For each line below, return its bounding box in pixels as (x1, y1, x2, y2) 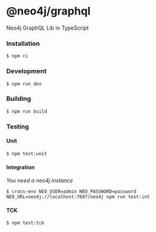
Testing (6, 122, 29, 130)
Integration (6, 163, 35, 170)
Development (6, 67, 47, 76)
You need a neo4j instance (6, 177, 74, 184)
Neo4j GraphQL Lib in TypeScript (6, 24, 89, 31)
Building (6, 95, 31, 103)
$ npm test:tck (6, 220, 45, 226)
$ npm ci (6, 53, 28, 59)
